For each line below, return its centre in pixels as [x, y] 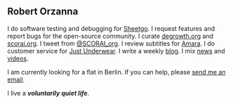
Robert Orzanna [43, 12]
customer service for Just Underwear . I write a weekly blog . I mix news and [116, 51]
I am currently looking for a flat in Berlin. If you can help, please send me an [116, 72]
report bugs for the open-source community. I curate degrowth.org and [111, 36]
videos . [18, 58]
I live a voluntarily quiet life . [48, 93]
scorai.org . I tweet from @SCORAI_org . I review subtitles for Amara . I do [111, 43]
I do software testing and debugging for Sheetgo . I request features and [111, 28]
